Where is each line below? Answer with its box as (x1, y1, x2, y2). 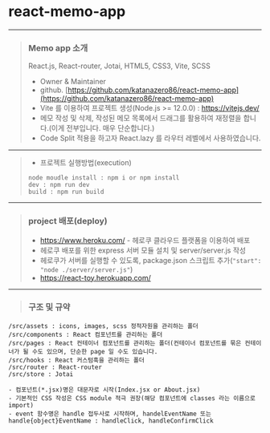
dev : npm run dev (27, 181, 90, 189)
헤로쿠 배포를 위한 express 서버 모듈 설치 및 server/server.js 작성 (39, 245, 247, 255)
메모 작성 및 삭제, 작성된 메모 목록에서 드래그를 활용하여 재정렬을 (39, 113, 242, 123)
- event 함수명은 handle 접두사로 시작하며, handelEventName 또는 (8, 410, 211, 418)
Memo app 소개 (27, 42, 88, 54)
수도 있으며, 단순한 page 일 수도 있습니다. (31, 347, 158, 355)
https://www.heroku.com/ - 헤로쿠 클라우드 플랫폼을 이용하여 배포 (39, 235, 251, 245)
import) (8, 401, 35, 409)
